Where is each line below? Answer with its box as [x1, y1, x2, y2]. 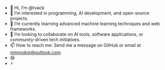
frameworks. [10, 26, 37, 32]
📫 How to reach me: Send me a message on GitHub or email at [10, 42, 141, 48]
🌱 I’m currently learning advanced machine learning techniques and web [10, 20, 160, 26]
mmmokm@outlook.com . [10, 49, 62, 55]
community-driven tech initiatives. [10, 36, 81, 42]
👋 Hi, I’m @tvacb [10, 5, 45, 10]
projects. [10, 15, 29, 21]
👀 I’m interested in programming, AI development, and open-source [10, 10, 149, 16]
